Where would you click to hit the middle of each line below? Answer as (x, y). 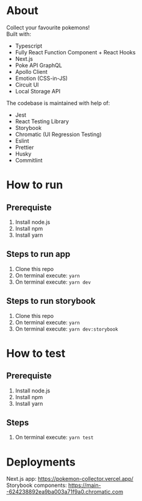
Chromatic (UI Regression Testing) (58, 134)
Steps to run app (38, 254)
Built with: (19, 34)
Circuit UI (27, 85)
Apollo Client (31, 71)
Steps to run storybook (51, 301)
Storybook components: (37, 485)
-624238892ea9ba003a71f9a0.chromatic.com (65, 492)
